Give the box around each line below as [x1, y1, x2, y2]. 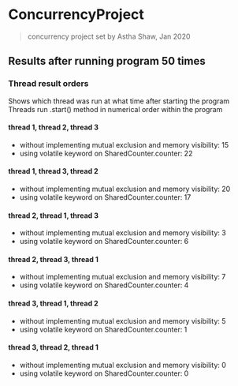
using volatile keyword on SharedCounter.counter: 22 [19, 148, 193, 158]
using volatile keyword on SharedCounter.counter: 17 [19, 193, 192, 202]
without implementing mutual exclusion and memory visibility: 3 [19, 228, 226, 238]
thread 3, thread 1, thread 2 [8, 298, 99, 309]
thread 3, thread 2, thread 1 [8, 343, 99, 352]
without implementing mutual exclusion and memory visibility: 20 [19, 184, 231, 194]
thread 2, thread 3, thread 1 [8, 254, 99, 264]
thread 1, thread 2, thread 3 [8, 122, 99, 132]
